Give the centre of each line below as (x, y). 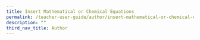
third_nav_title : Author (37, 28)
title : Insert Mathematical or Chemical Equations (70, 11)
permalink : (20, 17)
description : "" (26, 22)
